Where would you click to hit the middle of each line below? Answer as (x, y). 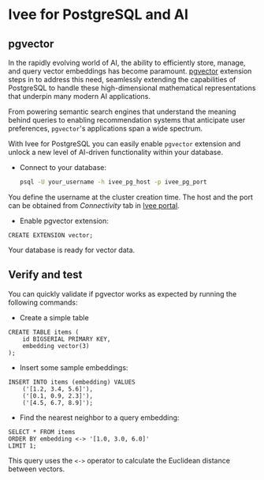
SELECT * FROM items (42, 432)
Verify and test (45, 275)
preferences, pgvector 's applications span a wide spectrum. (106, 129)
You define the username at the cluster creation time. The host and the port (131, 197)
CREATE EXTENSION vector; (50, 235)
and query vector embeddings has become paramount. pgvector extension (130, 71)
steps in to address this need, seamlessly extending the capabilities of (122, 79)
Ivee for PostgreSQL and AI (99, 15)
